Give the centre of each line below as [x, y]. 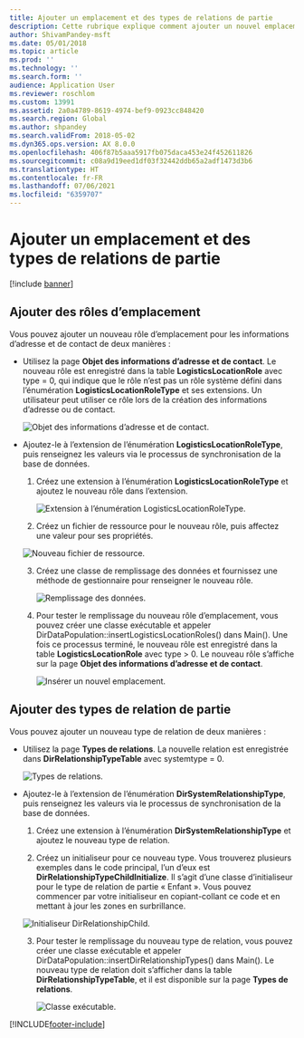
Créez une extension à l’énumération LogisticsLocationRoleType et [162, 481]
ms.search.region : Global [58, 119]
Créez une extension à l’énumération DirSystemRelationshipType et [163, 831]
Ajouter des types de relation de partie [120, 710]
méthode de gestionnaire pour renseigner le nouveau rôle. [144, 580]
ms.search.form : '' [46, 77]
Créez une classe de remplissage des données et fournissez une [157, 571]
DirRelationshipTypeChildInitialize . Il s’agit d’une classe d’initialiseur [164, 877]
